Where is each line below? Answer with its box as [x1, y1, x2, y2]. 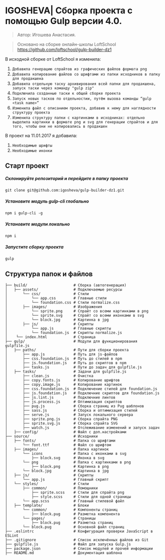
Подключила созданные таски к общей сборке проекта [12, 91, 121, 96]
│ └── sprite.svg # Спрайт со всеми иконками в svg [5, 313, 144, 318]
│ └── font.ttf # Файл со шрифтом [5, 443, 111, 448]
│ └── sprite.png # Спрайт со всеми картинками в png [5, 309, 149, 314]
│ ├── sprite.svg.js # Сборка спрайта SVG [5, 421, 118, 426]
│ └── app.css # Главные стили [5, 296, 107, 301]
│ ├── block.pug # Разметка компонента [5, 512, 120, 517]
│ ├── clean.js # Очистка [5, 373, 94, 378]
